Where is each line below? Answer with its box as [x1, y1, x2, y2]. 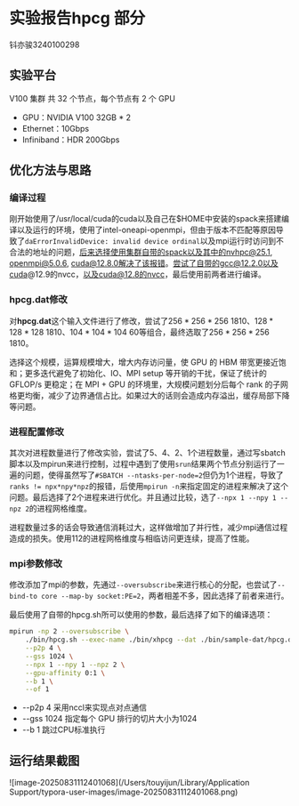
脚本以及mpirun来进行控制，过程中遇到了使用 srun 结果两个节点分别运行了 [9, 459, 278, 470]
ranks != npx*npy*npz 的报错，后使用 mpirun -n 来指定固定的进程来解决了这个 [9, 481, 289, 492]
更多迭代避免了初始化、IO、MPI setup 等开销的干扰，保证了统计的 [24, 367, 267, 378]
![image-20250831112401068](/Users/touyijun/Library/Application [9, 778, 250, 788]
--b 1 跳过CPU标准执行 [21, 724, 106, 735]
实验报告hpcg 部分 [9, 8, 145, 28]
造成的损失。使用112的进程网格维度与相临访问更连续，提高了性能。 [9, 533, 255, 544]
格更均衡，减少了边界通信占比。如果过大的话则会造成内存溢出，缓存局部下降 [9, 390, 290, 400]
